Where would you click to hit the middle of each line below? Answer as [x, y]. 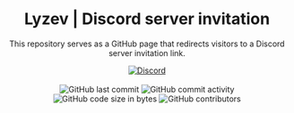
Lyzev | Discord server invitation [147, 19]
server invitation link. [147, 52]
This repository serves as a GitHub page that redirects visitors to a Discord [147, 44]
